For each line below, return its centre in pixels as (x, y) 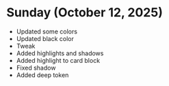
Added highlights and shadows (60, 53)
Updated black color (45, 38)
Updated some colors (47, 31)
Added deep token (42, 75)
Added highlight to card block (58, 60)
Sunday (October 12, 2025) (85, 13)
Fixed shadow (36, 68)
